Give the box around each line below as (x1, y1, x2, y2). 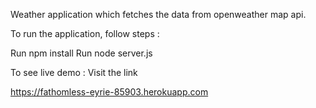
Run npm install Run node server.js (10, 47, 153, 59)
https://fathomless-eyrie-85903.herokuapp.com (10, 86, 209, 98)
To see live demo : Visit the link (10, 67, 138, 78)
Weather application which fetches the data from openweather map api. (10, 9, 307, 20)
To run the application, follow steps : (10, 28, 160, 39)
